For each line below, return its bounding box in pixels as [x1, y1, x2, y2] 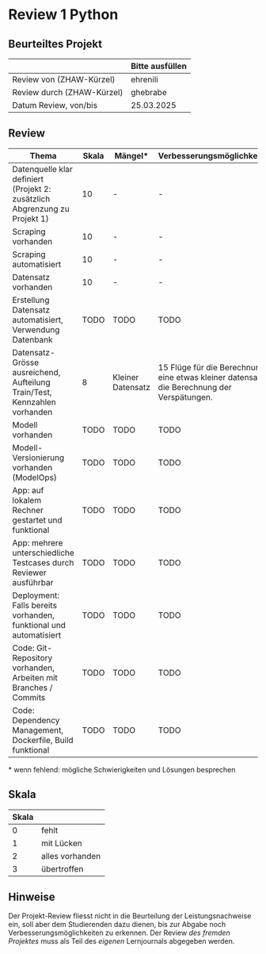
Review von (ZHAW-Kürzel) [12, 74, 116, 85]
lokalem [12, 494, 42, 505]
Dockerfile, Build [12, 734, 74, 745]
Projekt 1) [12, 213, 49, 224]
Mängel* [114, 150, 149, 161]
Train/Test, [12, 386, 52, 397]
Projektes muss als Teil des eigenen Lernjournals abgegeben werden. [8, 937, 235, 946]
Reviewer [12, 567, 47, 578]
